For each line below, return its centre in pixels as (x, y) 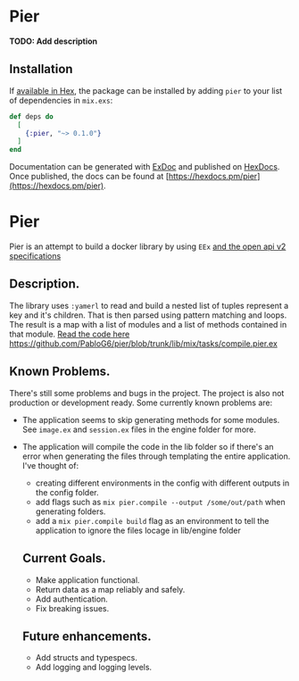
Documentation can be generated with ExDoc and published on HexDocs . (145, 167)
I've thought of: (50, 465)
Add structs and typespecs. (87, 658)
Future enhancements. (87, 636)
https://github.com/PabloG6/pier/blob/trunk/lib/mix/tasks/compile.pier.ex (144, 343)
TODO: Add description (54, 41)
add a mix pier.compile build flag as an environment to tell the (152, 520)
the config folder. (67, 492)
